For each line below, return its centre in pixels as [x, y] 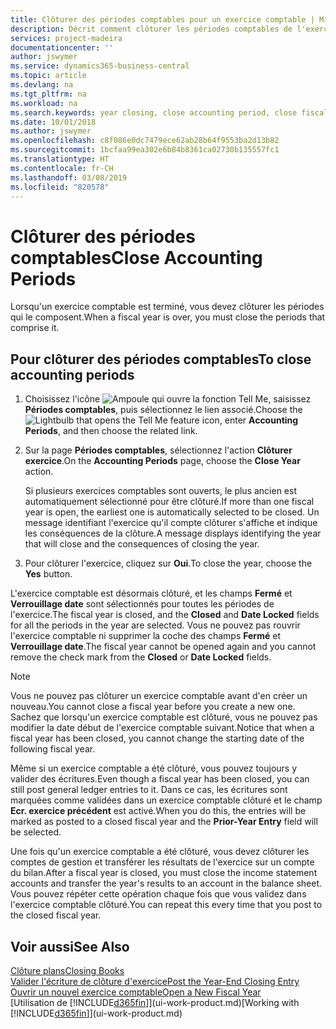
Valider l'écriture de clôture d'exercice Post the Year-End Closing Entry [155, 981]
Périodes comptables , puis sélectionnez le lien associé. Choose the [163, 410]
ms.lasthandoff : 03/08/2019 [69, 177]
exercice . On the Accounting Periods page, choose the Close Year [162, 461]
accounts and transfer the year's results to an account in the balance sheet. [166, 883]
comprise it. [35, 328]
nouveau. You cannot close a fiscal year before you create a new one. [153, 707]
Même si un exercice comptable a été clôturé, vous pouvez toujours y [154, 768]
